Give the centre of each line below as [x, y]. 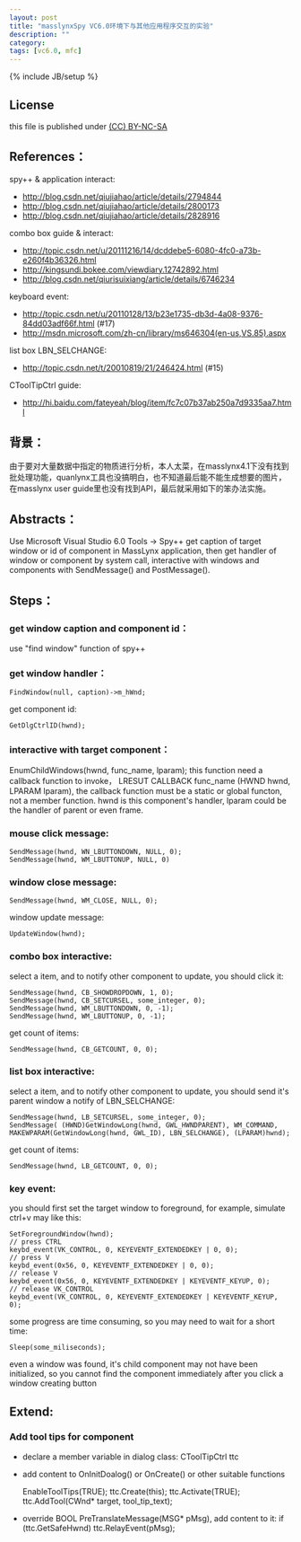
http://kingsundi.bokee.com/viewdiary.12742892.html [120, 269]
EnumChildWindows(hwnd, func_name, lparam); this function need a [136, 770]
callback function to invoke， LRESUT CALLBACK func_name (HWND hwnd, [150, 780]
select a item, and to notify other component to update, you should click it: [146, 976]
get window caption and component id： [99, 628]
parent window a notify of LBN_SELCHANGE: [92, 1100]
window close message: [63, 882]
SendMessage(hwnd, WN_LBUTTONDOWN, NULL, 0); [95, 851]
